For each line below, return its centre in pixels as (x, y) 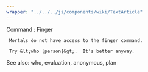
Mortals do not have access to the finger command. (76, 40)
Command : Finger (30, 29)
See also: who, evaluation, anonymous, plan (62, 62)
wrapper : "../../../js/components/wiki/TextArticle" (75, 12)
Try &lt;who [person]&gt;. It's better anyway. (72, 51)
